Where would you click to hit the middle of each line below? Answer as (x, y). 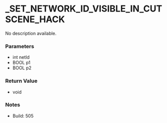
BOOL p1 (22, 63)
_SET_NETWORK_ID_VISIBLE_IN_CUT (84, 9)
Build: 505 (23, 115)
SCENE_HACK (35, 19)
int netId (21, 57)
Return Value (21, 81)
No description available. (31, 33)
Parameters (20, 46)
